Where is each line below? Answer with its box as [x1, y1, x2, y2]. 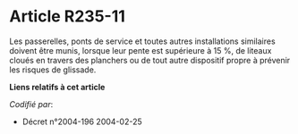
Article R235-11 [9, 6, 125, 27]
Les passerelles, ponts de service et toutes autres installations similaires [9, 36, 276, 46]
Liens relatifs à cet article [9, 81, 106, 92]
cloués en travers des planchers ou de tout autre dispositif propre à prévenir [9, 54, 291, 65]
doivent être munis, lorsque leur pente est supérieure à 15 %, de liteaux [9, 45, 272, 55]
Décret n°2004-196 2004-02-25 [21, 116, 142, 127]
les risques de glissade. [9, 64, 97, 75]
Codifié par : [9, 98, 54, 109]
